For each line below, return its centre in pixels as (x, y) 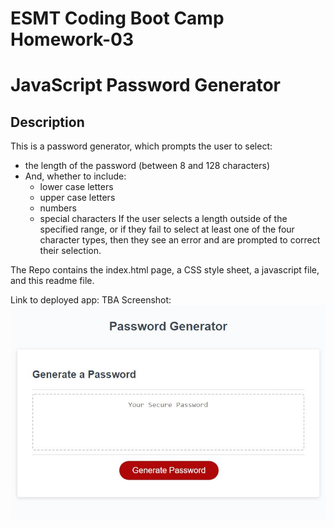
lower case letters (76, 187)
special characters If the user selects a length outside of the (163, 219)
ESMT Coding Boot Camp (117, 18)
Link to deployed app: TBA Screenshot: (91, 300)
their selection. (70, 251)
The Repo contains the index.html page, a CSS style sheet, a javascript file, (165, 270)
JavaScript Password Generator (146, 85)
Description (47, 122)
